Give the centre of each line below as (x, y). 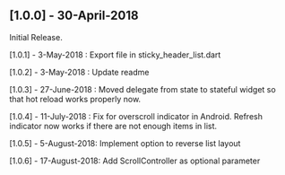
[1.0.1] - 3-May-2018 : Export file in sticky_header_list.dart (115, 55)
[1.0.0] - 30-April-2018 (74, 16)
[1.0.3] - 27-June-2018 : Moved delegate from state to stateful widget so (142, 89)
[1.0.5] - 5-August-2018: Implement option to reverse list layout (125, 143)
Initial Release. (36, 37)
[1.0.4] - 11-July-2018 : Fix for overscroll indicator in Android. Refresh (136, 116)
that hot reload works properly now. (75, 99)
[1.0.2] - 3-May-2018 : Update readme (79, 72)
